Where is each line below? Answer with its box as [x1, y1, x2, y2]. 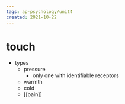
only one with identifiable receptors [32, 72, 120, 79]
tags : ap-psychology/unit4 [6, 8, 73, 15]
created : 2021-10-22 [6, 14, 57, 20]
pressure [23, 66, 46, 73]
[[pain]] [23, 91, 43, 98]
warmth [23, 78, 43, 86]
